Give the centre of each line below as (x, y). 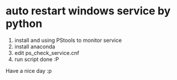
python (24, 24)
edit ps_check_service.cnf (47, 53)
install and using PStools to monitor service (68, 40)
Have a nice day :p (29, 70)
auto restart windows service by (88, 11)
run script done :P (37, 59)
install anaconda (35, 47)
